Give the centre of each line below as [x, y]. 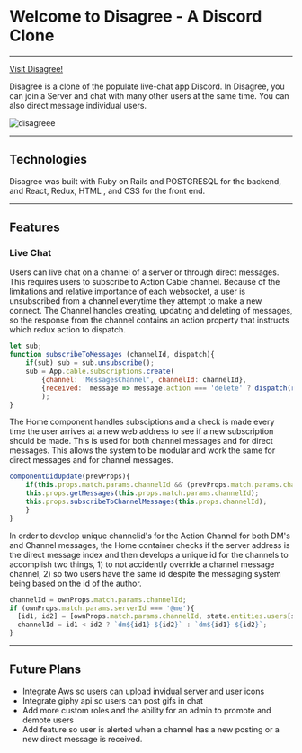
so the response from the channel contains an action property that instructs [149, 320]
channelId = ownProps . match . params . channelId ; [98, 599]
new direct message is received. [82, 739]
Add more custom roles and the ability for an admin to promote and [147, 710]
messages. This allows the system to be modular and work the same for [142, 450]
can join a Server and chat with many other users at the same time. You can [149, 95]
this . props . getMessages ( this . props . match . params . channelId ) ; [142, 493]
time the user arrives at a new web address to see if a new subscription [142, 431]
